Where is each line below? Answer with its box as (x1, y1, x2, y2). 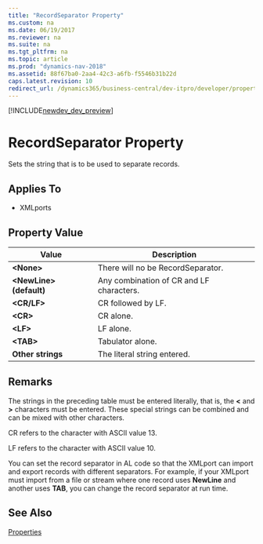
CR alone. (97, 310, 133, 321)
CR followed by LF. (97, 298, 167, 309)
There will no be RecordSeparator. (97, 262, 224, 273)
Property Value (8, 225, 84, 239)
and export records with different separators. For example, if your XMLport (8, 466, 249, 476)
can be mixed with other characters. (8, 413, 125, 422)
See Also (8, 506, 52, 520)
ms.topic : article (8, 56, 68, 64)
